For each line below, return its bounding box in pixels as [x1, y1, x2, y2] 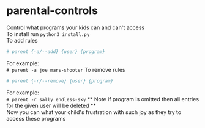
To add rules [6, 37, 38, 44]
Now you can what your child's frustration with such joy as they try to [6, 108, 182, 116]
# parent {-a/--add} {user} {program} [6, 48, 105, 55]
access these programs [6, 115, 66, 122]
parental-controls [6, 4, 98, 18]
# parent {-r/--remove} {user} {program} [6, 77, 114, 84]
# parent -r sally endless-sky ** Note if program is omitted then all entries [6, 95, 199, 102]
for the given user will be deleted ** [6, 102, 96, 109]
